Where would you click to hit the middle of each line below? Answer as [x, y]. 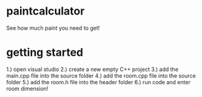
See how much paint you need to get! [53, 28]
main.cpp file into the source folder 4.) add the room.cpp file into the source [101, 75]
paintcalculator [45, 11]
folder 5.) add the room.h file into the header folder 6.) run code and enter [99, 82]
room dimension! [27, 89]
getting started [45, 52]
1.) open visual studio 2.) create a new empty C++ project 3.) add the [93, 69]
